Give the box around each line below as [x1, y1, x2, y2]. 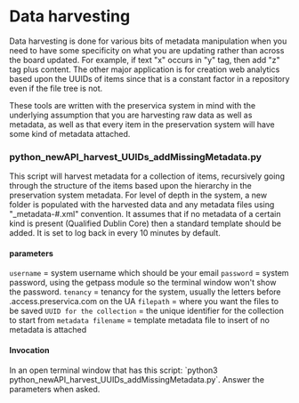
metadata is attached [9, 325, 87, 335]
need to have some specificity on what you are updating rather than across [9, 44, 285, 55]
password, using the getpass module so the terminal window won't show [9, 278, 277, 288]
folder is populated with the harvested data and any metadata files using [9, 199, 275, 210]
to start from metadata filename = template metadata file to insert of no [9, 315, 270, 326]
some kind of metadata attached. [9, 128, 131, 139]
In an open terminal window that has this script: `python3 [9, 365, 218, 375]
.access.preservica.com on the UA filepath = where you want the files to [9, 296, 279, 307]
